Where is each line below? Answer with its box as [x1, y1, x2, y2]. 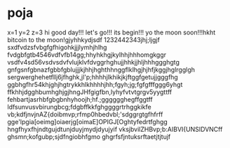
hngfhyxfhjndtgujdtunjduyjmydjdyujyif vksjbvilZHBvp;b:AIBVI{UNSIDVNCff [7, 125, 223, 133]
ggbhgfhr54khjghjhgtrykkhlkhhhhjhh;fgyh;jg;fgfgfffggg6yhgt [7, 80, 183, 88]
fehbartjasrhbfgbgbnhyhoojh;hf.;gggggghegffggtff [7, 95, 153, 103]
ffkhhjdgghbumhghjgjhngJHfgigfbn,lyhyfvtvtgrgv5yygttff [7, 88, 172, 96]
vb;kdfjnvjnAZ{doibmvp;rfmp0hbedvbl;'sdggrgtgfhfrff [7, 110, 163, 119]
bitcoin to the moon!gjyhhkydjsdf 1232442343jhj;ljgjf [7, 35, 160, 43]
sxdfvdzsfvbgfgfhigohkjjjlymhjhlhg [7, 43, 107, 51]
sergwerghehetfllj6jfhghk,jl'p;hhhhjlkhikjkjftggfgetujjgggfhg [7, 72, 179, 81]
